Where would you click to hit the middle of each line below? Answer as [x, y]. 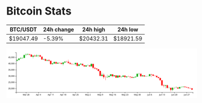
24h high [94, 30]
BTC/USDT [24, 30]
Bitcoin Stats [39, 11]
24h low [128, 30]
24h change [59, 30]
